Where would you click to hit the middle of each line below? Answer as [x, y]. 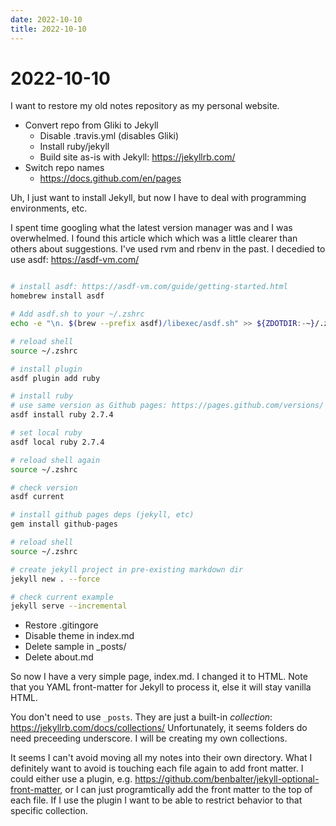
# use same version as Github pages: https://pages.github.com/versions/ [167, 406]
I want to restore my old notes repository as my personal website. [145, 106]
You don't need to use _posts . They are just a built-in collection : [141, 717]
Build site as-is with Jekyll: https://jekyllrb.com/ [137, 157]
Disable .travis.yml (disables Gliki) [109, 136]
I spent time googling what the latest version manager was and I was [151, 228]
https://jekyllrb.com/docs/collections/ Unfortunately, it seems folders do [159, 728]
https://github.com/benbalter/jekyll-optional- [227, 779]
